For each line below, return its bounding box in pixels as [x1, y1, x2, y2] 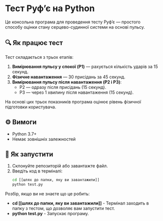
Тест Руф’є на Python [5, 3, 95, 14]
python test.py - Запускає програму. [12, 211, 89, 217]
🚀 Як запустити [5, 150, 54, 158]
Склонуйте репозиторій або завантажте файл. [12, 163, 108, 169]
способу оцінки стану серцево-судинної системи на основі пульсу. [5, 24, 145, 30]
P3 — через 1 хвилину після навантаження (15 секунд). [19, 89, 134, 95]
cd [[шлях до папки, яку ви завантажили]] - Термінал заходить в [12, 200, 149, 206]
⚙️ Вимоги [5, 118, 37, 126]
